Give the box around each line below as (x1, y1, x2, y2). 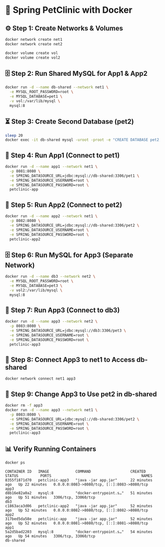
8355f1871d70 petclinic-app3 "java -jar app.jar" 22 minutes (5, 478, 153, 483)
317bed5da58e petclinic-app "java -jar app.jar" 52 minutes (5, 516, 153, 521)
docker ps (5, 460, 26, 465)
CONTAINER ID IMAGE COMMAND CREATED (5, 469, 146, 474)
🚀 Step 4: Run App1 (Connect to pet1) (5, 151, 120, 160)
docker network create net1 (5, 37, 63, 42)
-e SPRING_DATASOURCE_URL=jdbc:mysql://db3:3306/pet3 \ (9, 328, 126, 333)
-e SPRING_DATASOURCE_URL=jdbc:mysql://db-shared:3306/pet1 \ (9, 173, 139, 178)
